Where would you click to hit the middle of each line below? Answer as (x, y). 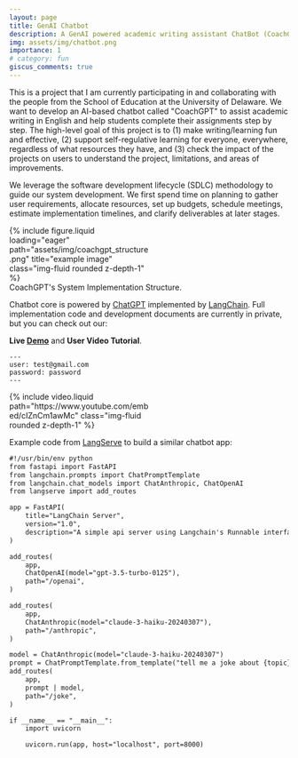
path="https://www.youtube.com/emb (79, 406)
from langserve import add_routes (73, 491)
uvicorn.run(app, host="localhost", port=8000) (114, 745)
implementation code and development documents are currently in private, (146, 314)
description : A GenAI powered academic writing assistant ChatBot (134, 34)
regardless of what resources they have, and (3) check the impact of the (141, 148)
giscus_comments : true (51, 68)
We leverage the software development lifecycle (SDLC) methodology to (141, 185)
